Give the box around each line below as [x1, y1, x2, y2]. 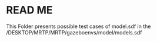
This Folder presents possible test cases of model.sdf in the [6, 23, 151, 30]
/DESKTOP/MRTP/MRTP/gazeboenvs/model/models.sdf [6, 29, 142, 36]
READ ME [6, 3, 53, 17]
